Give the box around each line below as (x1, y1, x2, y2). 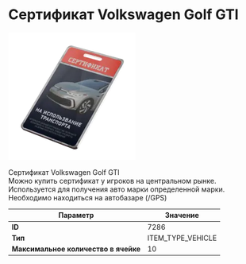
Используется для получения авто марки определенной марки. (8, 184, 225, 194)
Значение (165, 211, 200, 220)
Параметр (58, 211, 94, 220)
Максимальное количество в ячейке (11, 244, 141, 254)
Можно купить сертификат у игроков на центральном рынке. (8, 176, 217, 185)
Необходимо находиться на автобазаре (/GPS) (8, 192, 167, 202)
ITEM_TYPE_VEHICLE (147, 233, 217, 243)
